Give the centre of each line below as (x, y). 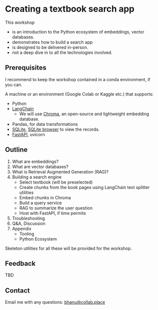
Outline (16, 150)
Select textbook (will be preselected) (56, 182)
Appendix (22, 228)
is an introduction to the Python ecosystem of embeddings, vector (78, 32)
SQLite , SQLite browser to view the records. (56, 129)
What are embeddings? (35, 161)
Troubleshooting (28, 218)
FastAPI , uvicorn (28, 134)
